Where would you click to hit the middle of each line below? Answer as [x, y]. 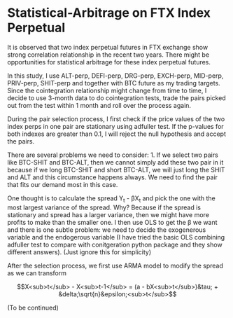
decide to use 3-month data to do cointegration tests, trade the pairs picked [116, 98]
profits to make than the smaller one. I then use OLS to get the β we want [113, 222]
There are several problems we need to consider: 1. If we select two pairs [113, 155]
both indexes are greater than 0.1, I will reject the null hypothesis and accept [116, 134]
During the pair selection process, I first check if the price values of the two [116, 119]
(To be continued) [33, 307]
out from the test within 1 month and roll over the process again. [99, 105]
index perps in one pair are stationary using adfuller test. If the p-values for [115, 126]
